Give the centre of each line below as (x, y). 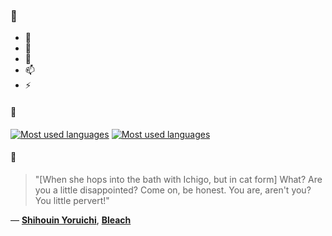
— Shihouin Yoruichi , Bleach (71, 220)
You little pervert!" (72, 200)
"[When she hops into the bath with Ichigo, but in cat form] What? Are (178, 179)
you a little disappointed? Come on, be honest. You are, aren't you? (173, 190)
